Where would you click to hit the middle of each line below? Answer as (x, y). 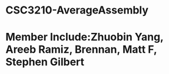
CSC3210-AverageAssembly (77, 10)
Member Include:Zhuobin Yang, (84, 37)
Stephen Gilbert (45, 62)
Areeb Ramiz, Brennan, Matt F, (81, 50)
